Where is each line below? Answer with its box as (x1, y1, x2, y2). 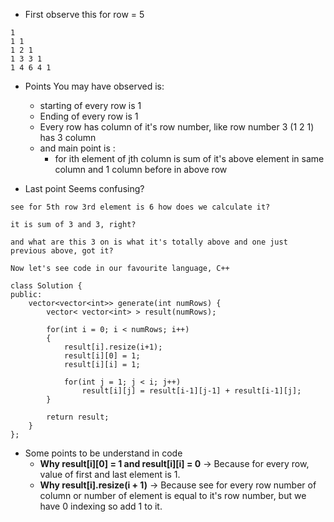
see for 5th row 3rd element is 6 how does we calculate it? (10, 202, 271, 212)
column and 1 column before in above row (54, 164, 228, 175)
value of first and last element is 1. (39, 469, 181, 480)
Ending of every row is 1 (39, 110, 139, 122)
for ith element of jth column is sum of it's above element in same (54, 153, 325, 164)
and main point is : (39, 142, 116, 154)
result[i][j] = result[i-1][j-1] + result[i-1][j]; (81, 386, 302, 396)
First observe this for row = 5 (24, 9, 145, 20)
